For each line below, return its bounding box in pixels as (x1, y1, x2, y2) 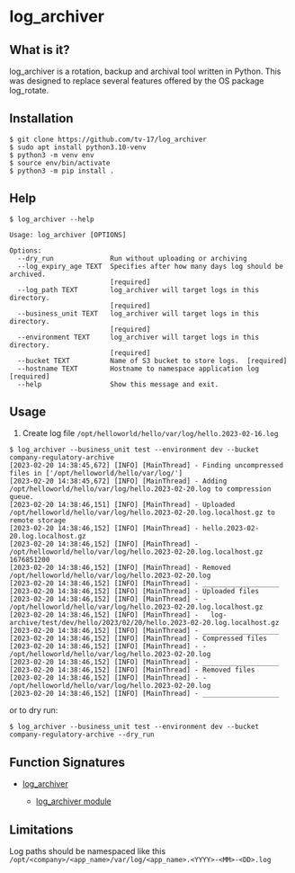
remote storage (9, 516, 67, 525)
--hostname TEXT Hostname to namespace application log (17, 364, 259, 373)
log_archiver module (35, 796, 112, 806)
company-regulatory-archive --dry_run (9, 730, 155, 739)
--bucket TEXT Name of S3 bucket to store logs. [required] (17, 356, 288, 365)
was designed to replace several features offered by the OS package (9, 76, 264, 86)
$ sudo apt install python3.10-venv (9, 142, 147, 152)
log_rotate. (9, 85, 49, 95)
